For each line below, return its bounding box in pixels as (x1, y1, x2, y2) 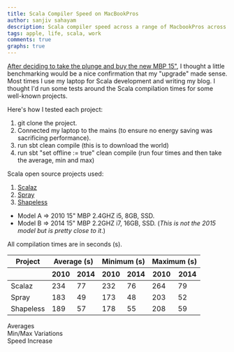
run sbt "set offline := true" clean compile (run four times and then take (17, 148, 222, 157)
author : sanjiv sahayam (7, 17, 77, 24)
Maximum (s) (152, 257, 198, 266)
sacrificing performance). (17, 134, 92, 142)
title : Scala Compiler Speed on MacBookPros (7, 10, 139, 17)
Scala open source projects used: (7, 169, 104, 178)
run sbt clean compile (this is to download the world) (17, 141, 169, 149)
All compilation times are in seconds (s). (7, 240, 122, 248)
